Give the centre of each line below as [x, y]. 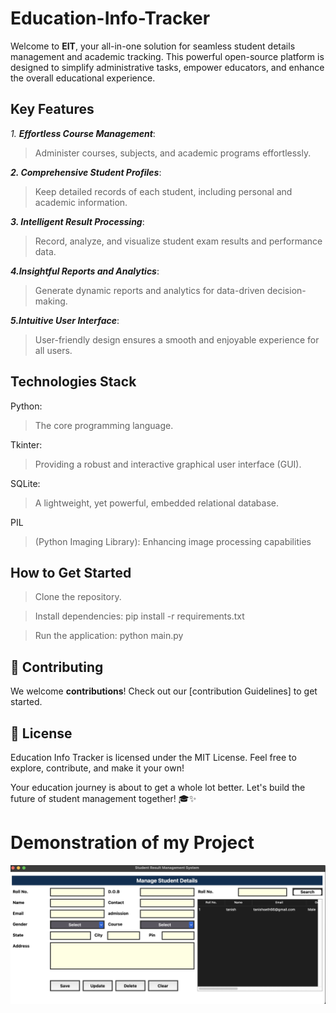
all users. [53, 350]
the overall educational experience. [83, 78]
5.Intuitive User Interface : [65, 320]
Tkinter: [26, 444]
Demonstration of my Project [132, 843]
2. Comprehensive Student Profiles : [86, 172]
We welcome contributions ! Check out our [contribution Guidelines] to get [164, 691]
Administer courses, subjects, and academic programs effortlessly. [173, 153]
